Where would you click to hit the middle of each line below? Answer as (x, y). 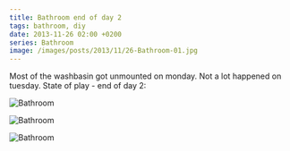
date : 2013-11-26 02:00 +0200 (66, 34)
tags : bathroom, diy (48, 26)
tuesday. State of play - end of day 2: (78, 86)
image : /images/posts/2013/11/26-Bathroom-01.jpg (104, 51)
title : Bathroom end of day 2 (66, 17)
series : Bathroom (42, 42)
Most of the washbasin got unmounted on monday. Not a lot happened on (145, 76)
